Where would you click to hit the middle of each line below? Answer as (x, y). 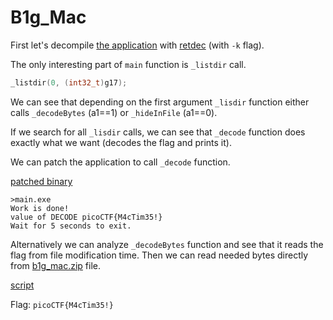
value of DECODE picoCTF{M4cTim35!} (86, 217)
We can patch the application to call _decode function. (120, 162)
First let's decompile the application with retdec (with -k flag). (137, 45)
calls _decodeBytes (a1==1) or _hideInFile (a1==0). (114, 112)
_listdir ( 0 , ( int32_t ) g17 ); (69, 82)
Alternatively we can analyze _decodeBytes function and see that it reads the (167, 244)
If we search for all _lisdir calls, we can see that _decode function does (158, 132)
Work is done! (40, 208)
